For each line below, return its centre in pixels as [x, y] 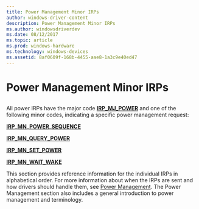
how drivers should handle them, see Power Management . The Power [94, 187]
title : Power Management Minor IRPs [53, 12]
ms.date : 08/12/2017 [33, 35]
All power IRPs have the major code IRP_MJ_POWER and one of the [91, 108]
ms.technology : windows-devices [47, 52]
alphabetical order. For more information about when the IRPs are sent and [100, 180]
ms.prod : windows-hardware [40, 46]
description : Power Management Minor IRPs [61, 23]
